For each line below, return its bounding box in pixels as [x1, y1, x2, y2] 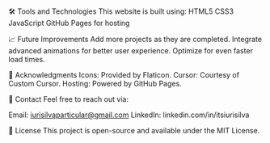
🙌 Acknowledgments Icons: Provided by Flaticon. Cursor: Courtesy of [8, 70, 240, 79]
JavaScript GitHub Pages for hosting [8, 19, 130, 27]
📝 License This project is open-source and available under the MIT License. [8, 126, 260, 135]
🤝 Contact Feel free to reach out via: [8, 95, 129, 103]
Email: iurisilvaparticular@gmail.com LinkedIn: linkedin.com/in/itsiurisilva [8, 110, 250, 120]
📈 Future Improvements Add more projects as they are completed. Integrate [8, 35, 263, 44]
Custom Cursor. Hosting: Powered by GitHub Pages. [8, 79, 182, 88]
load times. [8, 55, 46, 64]
